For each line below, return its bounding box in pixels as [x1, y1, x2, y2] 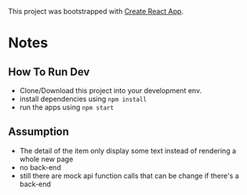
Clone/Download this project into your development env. [19, 86, 202, 95]
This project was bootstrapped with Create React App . [8, 7, 184, 16]
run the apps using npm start [19, 103, 114, 112]
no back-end [19, 162, 61, 172]
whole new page [19, 154, 74, 164]
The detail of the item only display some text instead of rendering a [19, 146, 237, 155]
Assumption [8, 125, 69, 139]
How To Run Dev [8, 65, 90, 78]
